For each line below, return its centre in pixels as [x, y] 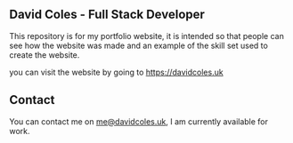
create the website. [45, 55]
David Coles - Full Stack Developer [107, 15]
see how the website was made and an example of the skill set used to [139, 45]
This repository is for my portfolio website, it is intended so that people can [147, 36]
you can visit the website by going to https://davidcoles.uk [117, 72]
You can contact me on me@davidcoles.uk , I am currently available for [139, 121]
